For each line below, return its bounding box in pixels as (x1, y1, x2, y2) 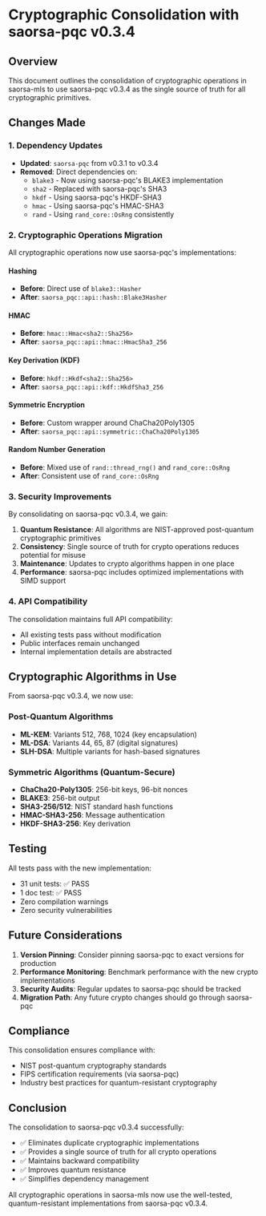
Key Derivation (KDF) (8, 355, 80, 365)
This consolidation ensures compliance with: (8, 1045, 155, 1055)
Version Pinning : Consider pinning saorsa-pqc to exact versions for (19, 950, 244, 959)
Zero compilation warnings (19, 896, 109, 907)
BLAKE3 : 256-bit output (19, 794, 100, 802)
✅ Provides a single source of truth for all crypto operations (19, 1147, 217, 1157)
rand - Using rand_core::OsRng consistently (31, 209, 175, 219)
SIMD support (19, 576, 66, 586)
